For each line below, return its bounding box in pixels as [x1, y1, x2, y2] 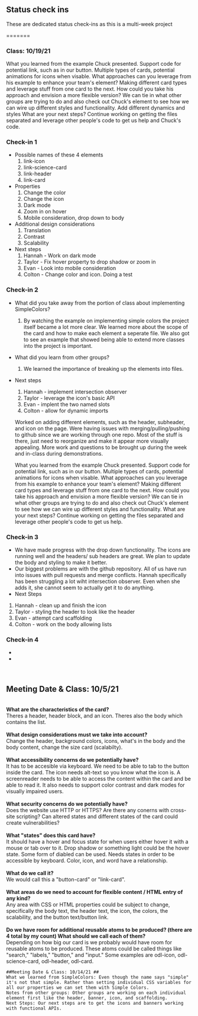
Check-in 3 [6, 533, 38, 541]
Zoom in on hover [23, 208, 67, 215]
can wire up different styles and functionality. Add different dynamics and [6, 104, 185, 111]
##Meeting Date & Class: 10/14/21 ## [6, 969, 99, 975]
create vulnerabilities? [6, 819, 60, 826]
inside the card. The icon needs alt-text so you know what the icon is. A [6, 769, 181, 776]
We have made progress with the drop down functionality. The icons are [14, 546, 191, 553]
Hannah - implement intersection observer [23, 388, 127, 395]
